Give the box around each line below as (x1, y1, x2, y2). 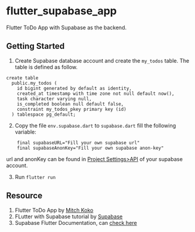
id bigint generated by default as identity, (17, 85, 132, 91)
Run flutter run (14, 173, 56, 180)
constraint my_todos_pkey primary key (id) (17, 106, 127, 112)
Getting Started (6, 41, 65, 51)
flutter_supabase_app (6, 4, 117, 18)
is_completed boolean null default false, (17, 101, 124, 107)
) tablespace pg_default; (11, 112, 76, 117)
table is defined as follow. (14, 63, 78, 70)
